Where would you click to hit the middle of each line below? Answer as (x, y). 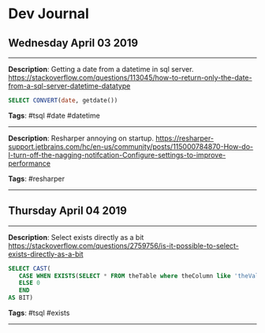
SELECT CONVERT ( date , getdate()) (63, 100)
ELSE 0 (30, 283)
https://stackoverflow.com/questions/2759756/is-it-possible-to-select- (123, 245)
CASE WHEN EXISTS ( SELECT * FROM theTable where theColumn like (125, 276)
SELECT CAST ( (30, 268)
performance (30, 163)
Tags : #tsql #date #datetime (54, 115)
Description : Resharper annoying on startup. (81, 138)
